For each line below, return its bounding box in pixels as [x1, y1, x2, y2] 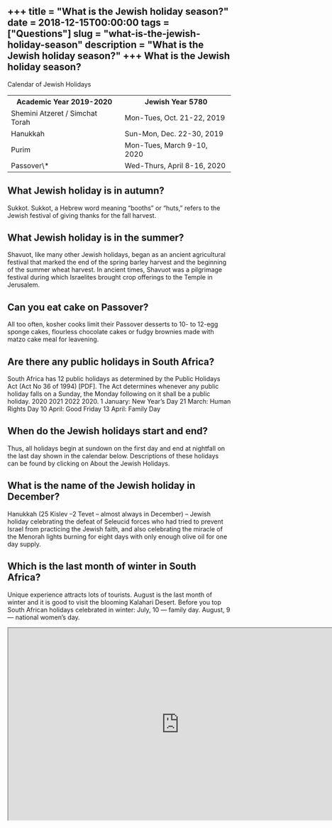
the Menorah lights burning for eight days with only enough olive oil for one [7, 532, 228, 541]
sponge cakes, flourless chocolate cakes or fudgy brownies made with [7, 328, 214, 336]
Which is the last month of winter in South [7, 561, 197, 573]
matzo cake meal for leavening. [7, 335, 99, 343]
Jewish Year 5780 [144, 96, 208, 106]
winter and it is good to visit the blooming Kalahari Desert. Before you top [7, 597, 222, 606]
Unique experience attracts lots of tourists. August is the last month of [7, 590, 213, 599]
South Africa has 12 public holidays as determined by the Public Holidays [7, 375, 221, 383]
